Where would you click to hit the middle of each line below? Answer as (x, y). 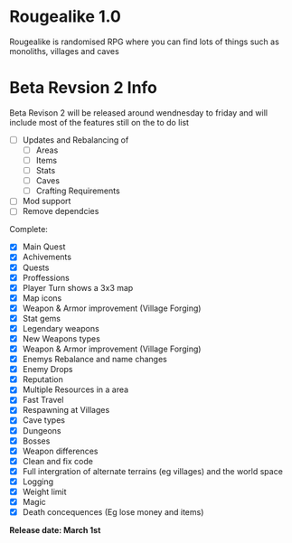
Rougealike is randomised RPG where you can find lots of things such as (145, 42)
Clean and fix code (57, 461)
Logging (38, 482)
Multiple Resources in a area (75, 389)
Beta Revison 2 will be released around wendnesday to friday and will (139, 112)
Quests (36, 267)
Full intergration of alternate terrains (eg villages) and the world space (152, 471)
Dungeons (42, 430)
